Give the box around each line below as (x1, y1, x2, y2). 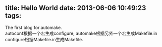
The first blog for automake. (5, 24, 62, 30)
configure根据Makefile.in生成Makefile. (5, 36, 83, 42)
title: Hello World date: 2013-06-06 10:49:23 (5, 4, 146, 12)
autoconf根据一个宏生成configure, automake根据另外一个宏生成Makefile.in (5, 30, 158, 36)
